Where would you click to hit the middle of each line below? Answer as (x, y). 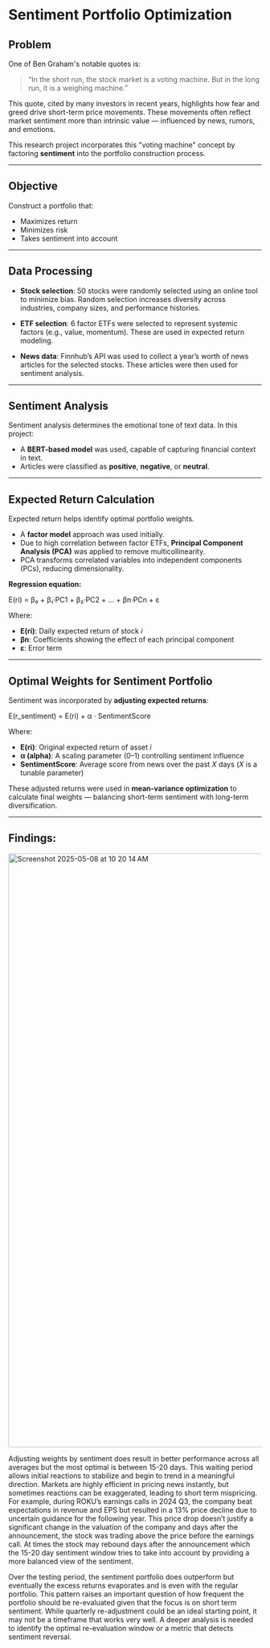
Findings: (33, 838)
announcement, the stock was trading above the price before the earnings (131, 1535)
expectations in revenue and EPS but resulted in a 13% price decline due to (133, 1510)
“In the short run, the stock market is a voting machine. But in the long (143, 79)
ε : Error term (41, 648)
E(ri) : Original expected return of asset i (86, 747)
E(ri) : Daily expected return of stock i (81, 631)
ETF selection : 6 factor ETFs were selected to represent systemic (129, 323)
